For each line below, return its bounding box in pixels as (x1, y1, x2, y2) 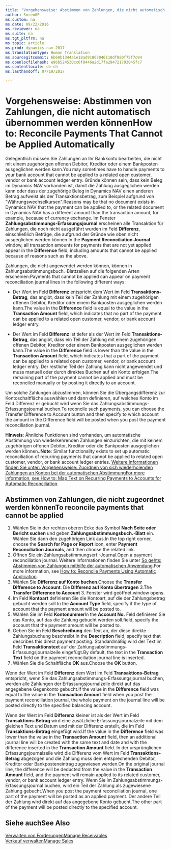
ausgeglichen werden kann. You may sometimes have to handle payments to (5, 166, 165, 172)
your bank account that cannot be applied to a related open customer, (5, 172, 152, 178)
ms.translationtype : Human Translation (5, 50, 90, 55)
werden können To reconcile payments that (5, 503, 144, 512)
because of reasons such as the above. (5, 252, 88, 259)
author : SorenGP (5, 12, 40, 17)
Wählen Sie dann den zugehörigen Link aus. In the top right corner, (12, 535, 152, 542)
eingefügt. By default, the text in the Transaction (62, 649, 163, 655)
